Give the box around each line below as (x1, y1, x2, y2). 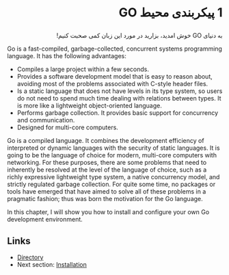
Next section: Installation (16, 261, 87, 268)
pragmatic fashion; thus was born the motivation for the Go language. (7, 195, 203, 203)
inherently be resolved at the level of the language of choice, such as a (7, 166, 207, 174)
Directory (16, 253, 44, 261)
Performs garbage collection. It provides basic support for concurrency (16, 109, 219, 117)
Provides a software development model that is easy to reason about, (16, 73, 213, 81)
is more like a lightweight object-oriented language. (16, 101, 162, 110)
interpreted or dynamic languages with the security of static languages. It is (7, 144, 220, 152)
